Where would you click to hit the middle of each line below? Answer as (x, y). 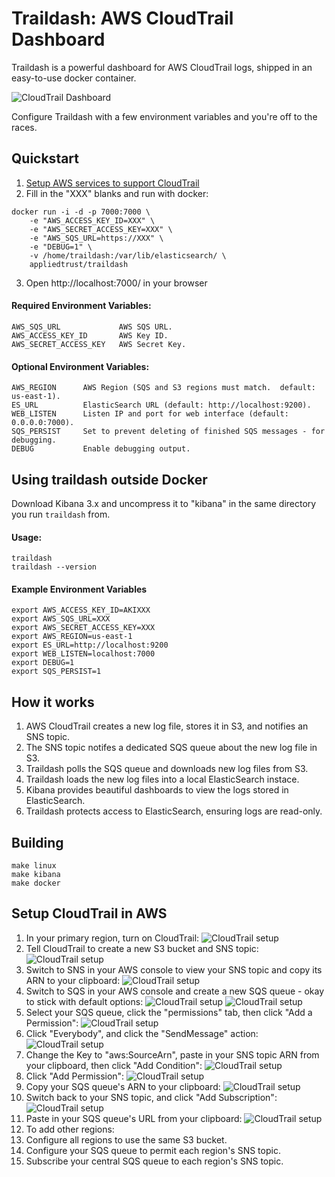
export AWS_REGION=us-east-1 (72, 637)
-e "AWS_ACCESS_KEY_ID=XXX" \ (92, 220)
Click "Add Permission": (75, 1076)
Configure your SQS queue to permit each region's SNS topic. (153, 1150)
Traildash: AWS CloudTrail (122, 18)
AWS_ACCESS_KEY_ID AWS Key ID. (90, 335)
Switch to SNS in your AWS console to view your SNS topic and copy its (174, 969)
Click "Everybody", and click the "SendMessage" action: (142, 1033)
